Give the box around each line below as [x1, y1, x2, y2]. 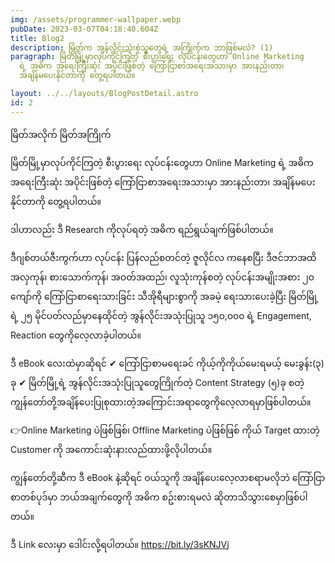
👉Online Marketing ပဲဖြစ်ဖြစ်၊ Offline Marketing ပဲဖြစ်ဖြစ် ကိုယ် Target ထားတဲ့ [10, 424, 320, 436]
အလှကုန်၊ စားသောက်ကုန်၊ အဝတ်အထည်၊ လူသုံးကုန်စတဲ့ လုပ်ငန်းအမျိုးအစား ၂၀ [10, 271, 315, 283]
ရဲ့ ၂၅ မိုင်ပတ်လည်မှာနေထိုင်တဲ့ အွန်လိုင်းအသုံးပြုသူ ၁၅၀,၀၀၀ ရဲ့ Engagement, [10, 309, 312, 321]
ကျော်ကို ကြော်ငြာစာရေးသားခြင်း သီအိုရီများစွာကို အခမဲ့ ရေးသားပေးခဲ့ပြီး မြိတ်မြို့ [10, 290, 319, 302]
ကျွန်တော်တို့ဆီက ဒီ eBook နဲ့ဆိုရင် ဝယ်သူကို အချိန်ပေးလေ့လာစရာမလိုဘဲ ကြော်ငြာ [10, 471, 326, 483]
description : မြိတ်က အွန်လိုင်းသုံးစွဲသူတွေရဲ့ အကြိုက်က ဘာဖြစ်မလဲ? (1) [10, 42, 274, 53]
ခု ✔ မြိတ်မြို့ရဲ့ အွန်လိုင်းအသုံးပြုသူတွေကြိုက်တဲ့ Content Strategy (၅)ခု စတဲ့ [10, 376, 305, 388]
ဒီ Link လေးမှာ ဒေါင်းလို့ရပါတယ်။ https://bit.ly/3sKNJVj [10, 538, 230, 550]
